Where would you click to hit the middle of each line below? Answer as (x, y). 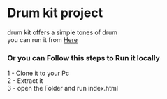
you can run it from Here (43, 39)
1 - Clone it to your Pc (38, 73)
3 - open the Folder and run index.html (63, 88)
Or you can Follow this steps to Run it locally (84, 58)
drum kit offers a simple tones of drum (62, 32)
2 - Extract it (25, 81)
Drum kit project (55, 13)
